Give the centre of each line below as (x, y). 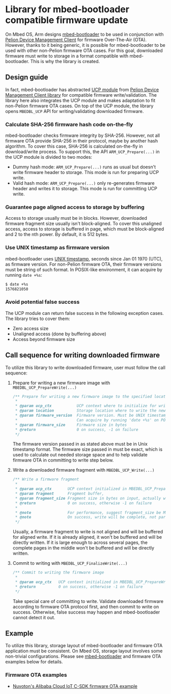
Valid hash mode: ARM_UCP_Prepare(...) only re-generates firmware (83, 183)
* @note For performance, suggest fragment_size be (88, 512)
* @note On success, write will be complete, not (86, 517)
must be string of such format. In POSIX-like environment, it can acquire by (84, 269)
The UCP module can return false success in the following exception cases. (84, 313)
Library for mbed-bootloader (67, 9)
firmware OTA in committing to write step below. (63, 460)
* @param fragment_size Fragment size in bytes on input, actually (88, 498)
